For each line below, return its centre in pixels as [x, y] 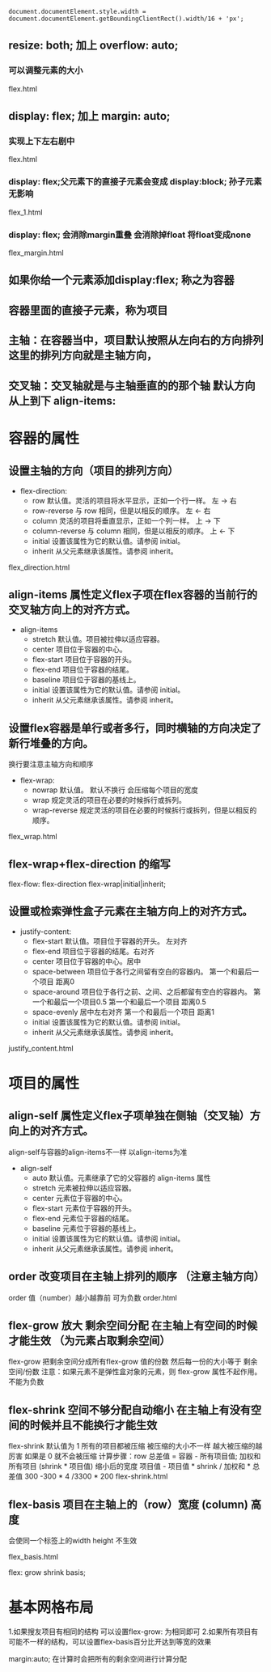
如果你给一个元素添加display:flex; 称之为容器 [121, 280]
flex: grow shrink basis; [47, 1572]
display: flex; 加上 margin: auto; [89, 116]
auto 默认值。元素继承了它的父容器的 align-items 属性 [121, 1178]
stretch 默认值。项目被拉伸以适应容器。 [98, 639]
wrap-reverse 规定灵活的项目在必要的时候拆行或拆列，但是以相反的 [144, 810]
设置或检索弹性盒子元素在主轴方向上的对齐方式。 [131, 912]
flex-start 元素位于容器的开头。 [84, 1208]
